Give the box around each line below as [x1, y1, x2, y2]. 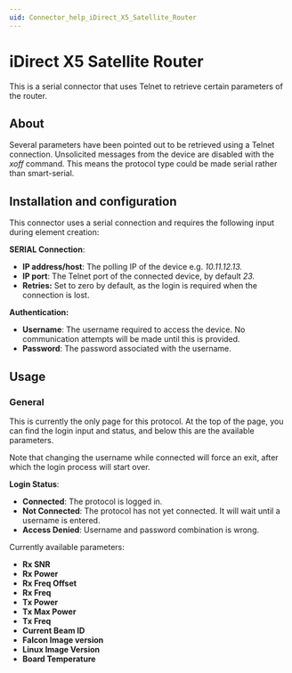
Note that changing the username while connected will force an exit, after [9, 451, 279, 463]
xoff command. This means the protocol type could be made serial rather [9, 158, 278, 169]
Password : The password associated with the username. [21, 344, 231, 354]
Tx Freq [21, 615, 52, 626]
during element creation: [9, 227, 100, 238]
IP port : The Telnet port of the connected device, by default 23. [21, 271, 255, 281]
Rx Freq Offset [21, 578, 77, 588]
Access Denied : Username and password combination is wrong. [21, 524, 260, 535]
